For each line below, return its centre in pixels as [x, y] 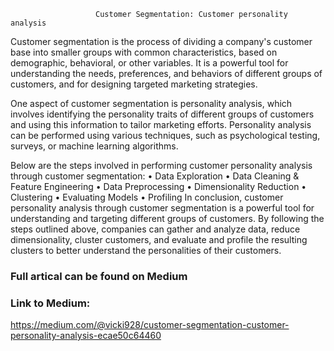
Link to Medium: [50, 303]
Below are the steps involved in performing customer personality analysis [161, 165]
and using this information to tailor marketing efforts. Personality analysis [161, 124]
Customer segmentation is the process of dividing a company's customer [161, 41]
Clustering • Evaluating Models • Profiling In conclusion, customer [147, 197]
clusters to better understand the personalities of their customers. [146, 250]
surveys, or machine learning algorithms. [94, 146]
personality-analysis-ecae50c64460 [86, 336]
